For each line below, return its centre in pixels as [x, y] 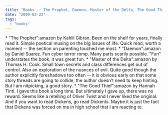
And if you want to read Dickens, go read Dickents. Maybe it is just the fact [82, 102]
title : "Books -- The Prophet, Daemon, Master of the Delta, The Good [80, 10]
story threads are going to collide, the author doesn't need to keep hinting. [82, 80]
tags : [11, 19]
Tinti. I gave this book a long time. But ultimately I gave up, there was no [79, 91]
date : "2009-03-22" [25, 14]
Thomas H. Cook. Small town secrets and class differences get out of [76, 64]
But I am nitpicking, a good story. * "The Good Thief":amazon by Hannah [80, 86]
